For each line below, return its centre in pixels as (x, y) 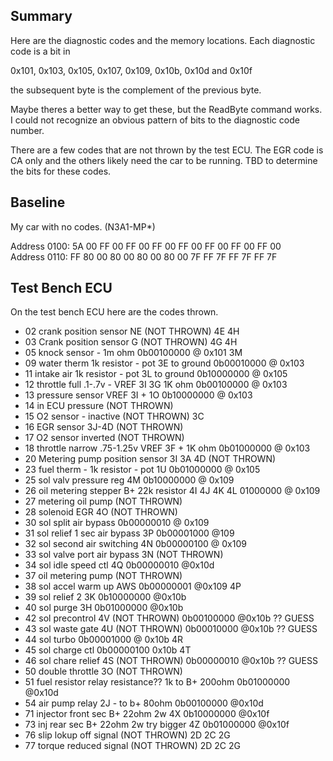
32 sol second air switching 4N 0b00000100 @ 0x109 (135, 544)
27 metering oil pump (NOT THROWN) (103, 501)
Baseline (38, 202)
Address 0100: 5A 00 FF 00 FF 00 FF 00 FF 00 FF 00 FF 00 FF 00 (146, 246)
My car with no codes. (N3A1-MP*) (83, 226)
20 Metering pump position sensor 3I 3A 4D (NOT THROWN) (150, 459)
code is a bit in (40, 51)
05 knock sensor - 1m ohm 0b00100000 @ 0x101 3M (133, 353)
